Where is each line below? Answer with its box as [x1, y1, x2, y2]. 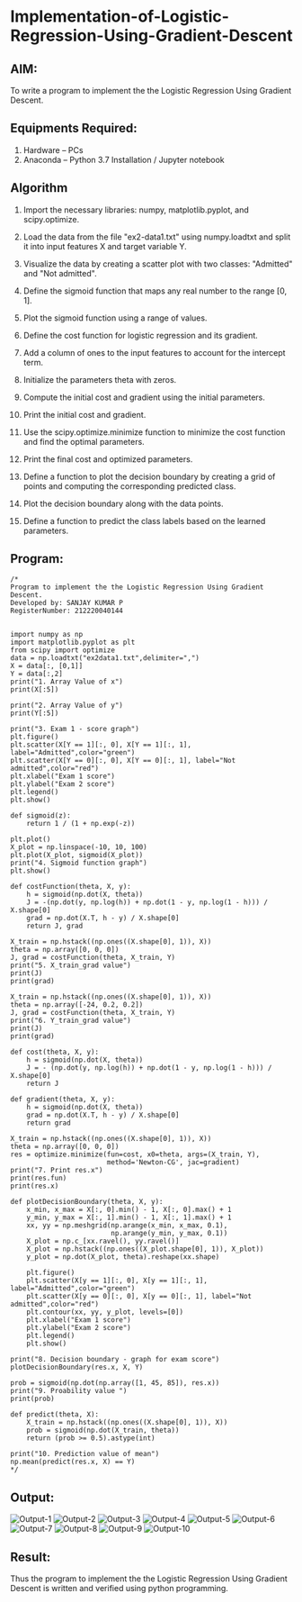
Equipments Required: [10, 121, 138, 136]
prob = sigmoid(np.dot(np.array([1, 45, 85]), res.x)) [10, 1379, 220, 1388]
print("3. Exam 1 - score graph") [10, 725, 140, 734]
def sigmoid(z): [10, 811, 71, 820]
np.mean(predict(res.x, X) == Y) [10, 1457, 136, 1467]
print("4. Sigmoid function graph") [10, 858, 147, 868]
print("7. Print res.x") [10, 1166, 103, 1175]
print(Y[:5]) [10, 709, 59, 718]
